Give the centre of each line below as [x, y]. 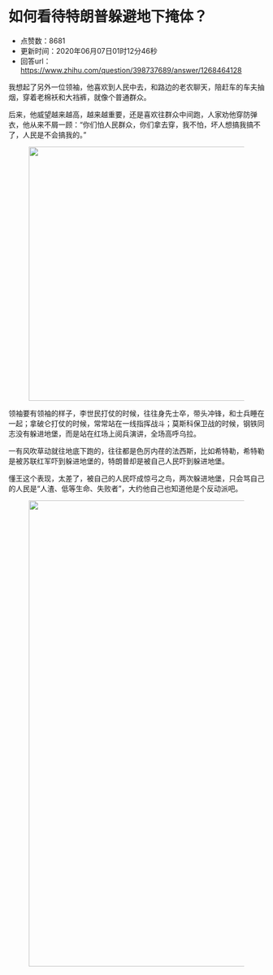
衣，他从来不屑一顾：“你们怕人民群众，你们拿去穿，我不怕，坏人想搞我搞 [131, 124]
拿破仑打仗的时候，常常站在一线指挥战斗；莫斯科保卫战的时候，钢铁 [143, 423]
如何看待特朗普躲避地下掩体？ [108, 17]
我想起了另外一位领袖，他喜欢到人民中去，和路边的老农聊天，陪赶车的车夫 [133, 87]
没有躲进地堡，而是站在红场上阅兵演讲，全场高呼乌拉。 [108, 433]
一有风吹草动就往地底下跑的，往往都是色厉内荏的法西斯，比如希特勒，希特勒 [136, 451]
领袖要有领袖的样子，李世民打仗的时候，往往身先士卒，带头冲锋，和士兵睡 [133, 413]
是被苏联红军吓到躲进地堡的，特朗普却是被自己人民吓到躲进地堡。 [119, 461]
